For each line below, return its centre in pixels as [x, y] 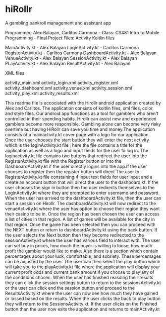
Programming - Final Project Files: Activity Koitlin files [60, 38]
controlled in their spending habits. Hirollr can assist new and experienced [81, 118]
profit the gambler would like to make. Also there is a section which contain [82, 251]
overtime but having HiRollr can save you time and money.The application [80, 129]
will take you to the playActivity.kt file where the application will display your [83, 267]
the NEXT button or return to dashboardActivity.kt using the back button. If [81, 229]
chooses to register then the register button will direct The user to [72, 171]
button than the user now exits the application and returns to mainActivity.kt [83, 309]
